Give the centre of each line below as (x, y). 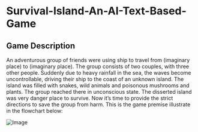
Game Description (41, 46)
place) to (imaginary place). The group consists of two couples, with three (98, 66)
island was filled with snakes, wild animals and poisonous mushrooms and (98, 85)
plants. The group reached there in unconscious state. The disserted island (99, 92)
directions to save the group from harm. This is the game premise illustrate (98, 105)
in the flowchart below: (34, 111)
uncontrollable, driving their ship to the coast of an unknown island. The (95, 79)
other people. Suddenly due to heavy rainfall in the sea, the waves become (99, 73)
